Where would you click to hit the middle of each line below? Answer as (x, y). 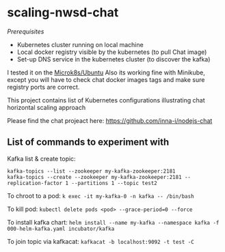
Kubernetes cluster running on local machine (80, 44)
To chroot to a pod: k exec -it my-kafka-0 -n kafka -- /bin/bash (101, 195)
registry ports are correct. (43, 87)
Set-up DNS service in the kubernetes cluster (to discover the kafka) (114, 59)
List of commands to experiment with (88, 142)
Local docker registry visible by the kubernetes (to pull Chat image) (112, 52)
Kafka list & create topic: (42, 158)
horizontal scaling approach (47, 107)
